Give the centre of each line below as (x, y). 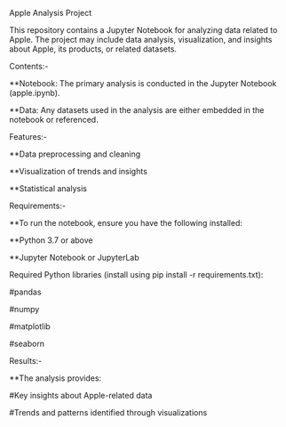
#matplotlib (30, 326)
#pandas (25, 292)
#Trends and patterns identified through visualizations (108, 412)
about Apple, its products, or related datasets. (93, 49)
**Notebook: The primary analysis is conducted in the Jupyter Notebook (143, 83)
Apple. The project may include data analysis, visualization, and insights (141, 40)
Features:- (28, 137)
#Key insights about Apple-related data (81, 395)
